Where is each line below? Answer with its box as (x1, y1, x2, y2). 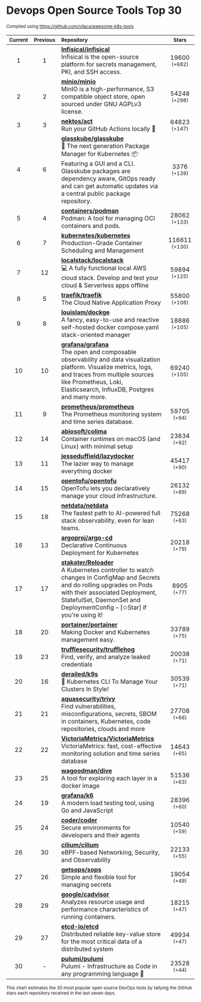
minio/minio (60, 77, 96, 86)
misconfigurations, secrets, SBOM (60, 710, 157, 718)
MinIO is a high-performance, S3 (60, 84, 154, 93)
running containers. (60, 912, 116, 920)
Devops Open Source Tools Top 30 (6, 4, 182, 17)
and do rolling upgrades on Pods (60, 581, 153, 589)
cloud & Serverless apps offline (60, 281, 149, 289)
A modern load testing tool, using (60, 798, 154, 807)
